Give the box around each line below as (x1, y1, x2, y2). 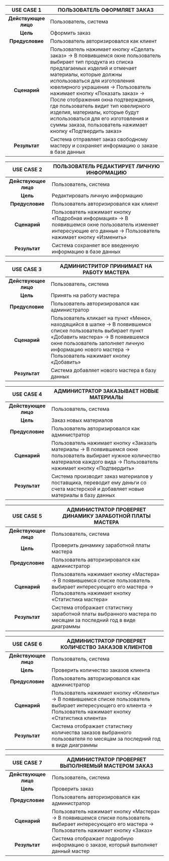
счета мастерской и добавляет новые (51, 485, 144, 492)
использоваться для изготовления (50, 78, 135, 84)
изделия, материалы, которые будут (50, 109, 139, 115)
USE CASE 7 (12, 759, 43, 766)
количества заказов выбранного (51, 729, 132, 736)
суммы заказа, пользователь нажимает (50, 121, 148, 128)
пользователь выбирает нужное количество (51, 452, 160, 459)
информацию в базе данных (51, 248, 121, 255)
